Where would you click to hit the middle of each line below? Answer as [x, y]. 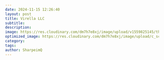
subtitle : [15, 23]
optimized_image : [23, 37]
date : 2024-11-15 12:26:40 [32, 9]
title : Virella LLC [25, 18]
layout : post [18, 14]
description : [18, 28]
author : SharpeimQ [24, 50]
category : [15, 41]
